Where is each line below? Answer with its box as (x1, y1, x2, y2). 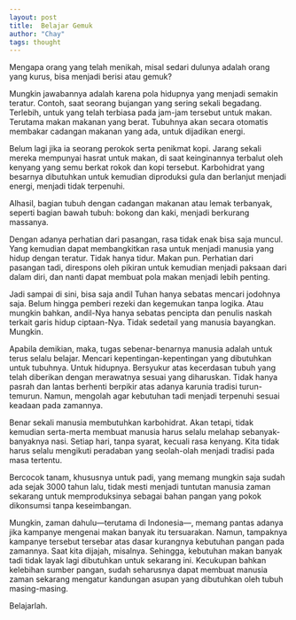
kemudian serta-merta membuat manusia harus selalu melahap (9, 427, 240, 438)
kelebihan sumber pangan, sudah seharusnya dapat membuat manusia (9, 564, 269, 576)
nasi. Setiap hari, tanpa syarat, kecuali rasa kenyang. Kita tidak (51, 436, 280, 447)
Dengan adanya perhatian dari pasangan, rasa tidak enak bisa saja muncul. (9, 234, 284, 244)
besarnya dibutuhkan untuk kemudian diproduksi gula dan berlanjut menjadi (9, 172, 286, 182)
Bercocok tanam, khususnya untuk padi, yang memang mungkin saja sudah (9, 472, 285, 483)
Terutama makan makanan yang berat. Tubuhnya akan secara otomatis (9, 117, 269, 128)
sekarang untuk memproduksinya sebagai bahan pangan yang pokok (9, 491, 261, 501)
